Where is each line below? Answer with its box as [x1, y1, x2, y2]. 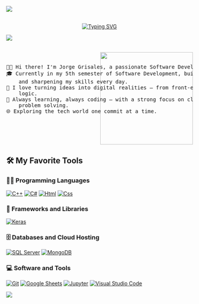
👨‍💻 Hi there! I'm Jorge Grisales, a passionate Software [6, 64, 175, 70]
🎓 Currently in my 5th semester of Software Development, [6, 70, 181, 77]
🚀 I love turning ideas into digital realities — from [6, 85, 169, 91]
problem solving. [18, 102, 69, 109]
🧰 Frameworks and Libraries [6, 205, 89, 213]
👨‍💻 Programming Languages [6, 176, 90, 185]
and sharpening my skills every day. [18, 79, 129, 85]
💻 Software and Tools [6, 264, 71, 272]
